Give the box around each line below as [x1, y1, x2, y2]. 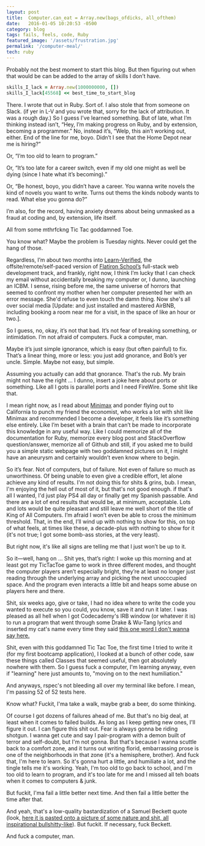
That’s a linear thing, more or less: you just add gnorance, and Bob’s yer [6, 351, 187, 359]
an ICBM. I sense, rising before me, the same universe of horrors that [6, 282, 181, 289]
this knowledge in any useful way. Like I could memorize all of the [6, 427, 172, 435]
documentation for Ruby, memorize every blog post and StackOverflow [6, 434, 186, 441]
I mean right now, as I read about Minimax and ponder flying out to [6, 402, 174, 409]
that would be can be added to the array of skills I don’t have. [6, 72, 161, 80]
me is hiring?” [6, 140, 41, 147]
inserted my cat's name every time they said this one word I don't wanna [6, 625, 190, 632]
